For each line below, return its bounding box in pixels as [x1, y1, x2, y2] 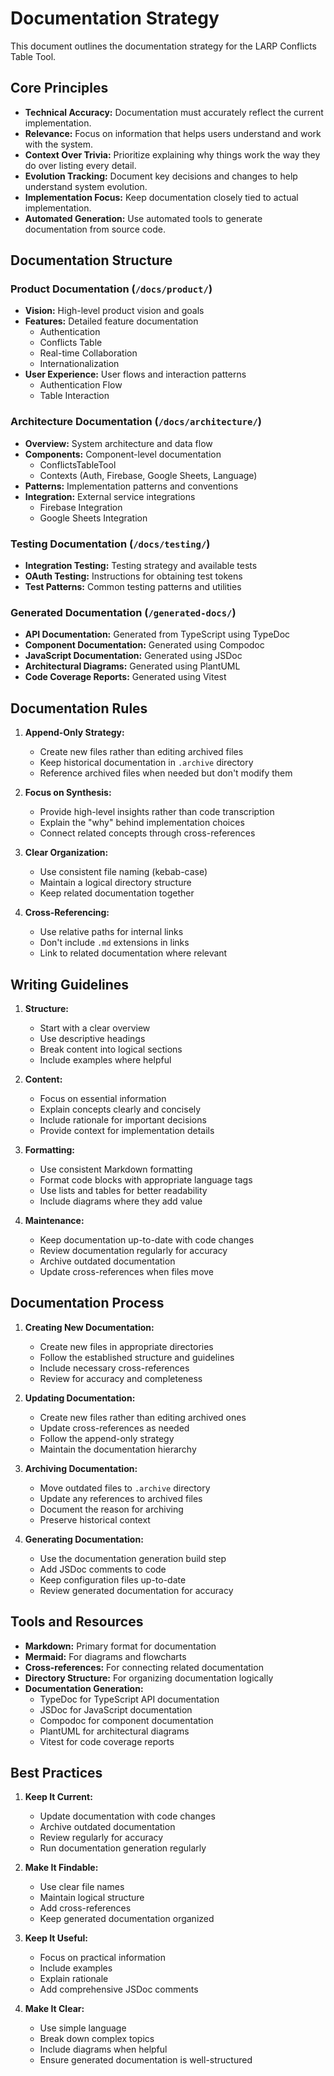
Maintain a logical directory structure [39, 877, 192, 889]
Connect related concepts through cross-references [39, 827, 256, 839]
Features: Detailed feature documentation [24, 315, 199, 327]
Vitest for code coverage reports [39, 1735, 175, 1747]
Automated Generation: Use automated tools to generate [24, 212, 263, 224]
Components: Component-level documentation [24, 448, 222, 460]
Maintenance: [24, 1214, 85, 1226]
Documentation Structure [10, 252, 173, 269]
